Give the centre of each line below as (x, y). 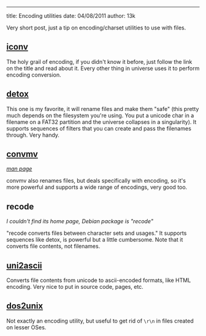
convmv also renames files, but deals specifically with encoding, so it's (96, 181)
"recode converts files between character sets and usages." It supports (97, 233)
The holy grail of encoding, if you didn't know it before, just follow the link (99, 61)
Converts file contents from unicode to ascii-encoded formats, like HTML (99, 280)
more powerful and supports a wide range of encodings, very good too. (97, 187)
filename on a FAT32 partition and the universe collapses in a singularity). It (101, 122)
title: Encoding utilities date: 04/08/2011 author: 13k (71, 16)
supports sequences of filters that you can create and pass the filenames (99, 128)
